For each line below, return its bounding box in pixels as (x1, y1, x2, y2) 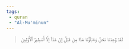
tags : (6, 8, 20, 15)
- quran (8, 14, 28, 20)
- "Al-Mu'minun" (8, 19, 49, 25)
